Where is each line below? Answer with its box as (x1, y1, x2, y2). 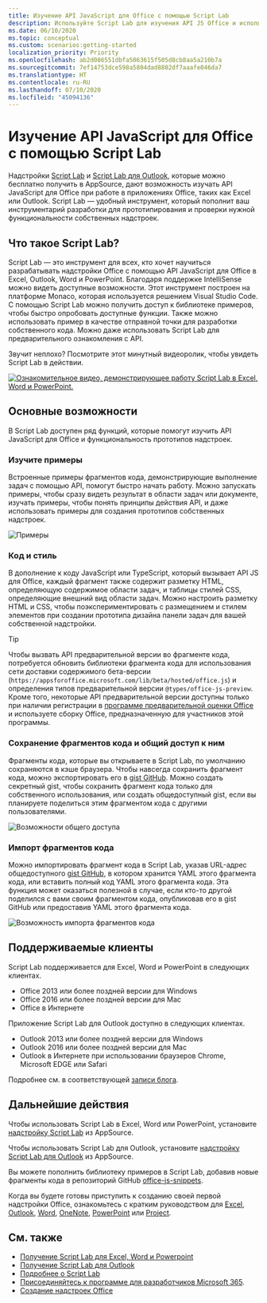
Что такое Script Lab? (8, 236, 120, 250)
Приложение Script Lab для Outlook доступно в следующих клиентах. (8, 1018, 246, 1028)
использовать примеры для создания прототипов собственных (8, 506, 225, 516)
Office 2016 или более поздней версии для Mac (19, 994, 181, 1004)
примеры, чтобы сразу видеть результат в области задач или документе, (8, 490, 258, 499)
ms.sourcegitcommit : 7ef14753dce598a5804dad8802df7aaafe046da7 (8, 64, 222, 72)
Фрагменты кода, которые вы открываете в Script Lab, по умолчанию (8, 755, 246, 766)
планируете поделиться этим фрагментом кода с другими (8, 798, 208, 808)
